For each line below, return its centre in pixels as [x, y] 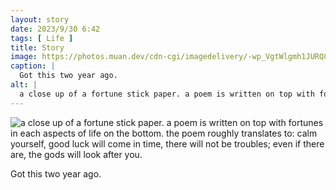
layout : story [40, 19]
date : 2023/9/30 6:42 [55, 29]
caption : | [33, 66]
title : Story [37, 47]
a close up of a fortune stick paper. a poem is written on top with [167, 94]
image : [24, 57]
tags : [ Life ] [42, 38]
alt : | [24, 85]
